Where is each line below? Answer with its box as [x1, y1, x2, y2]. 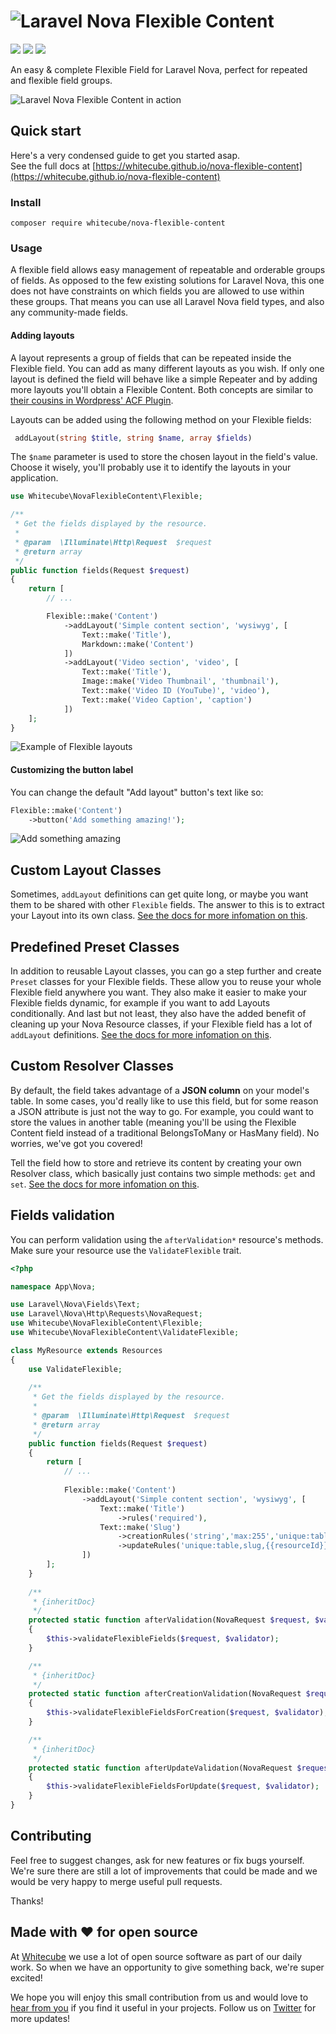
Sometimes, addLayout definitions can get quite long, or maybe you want [10, 888, 309, 900]
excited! [10, 1971, 43, 1984]
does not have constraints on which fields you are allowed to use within [10, 285, 305, 297]
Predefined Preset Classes [10, 938, 180, 955]
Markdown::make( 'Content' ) [81, 639, 195, 649]
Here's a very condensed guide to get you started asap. [10, 149, 241, 161]
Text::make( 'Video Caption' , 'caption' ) [81, 695, 253, 705]
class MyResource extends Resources [10, 1345, 163, 1355]
